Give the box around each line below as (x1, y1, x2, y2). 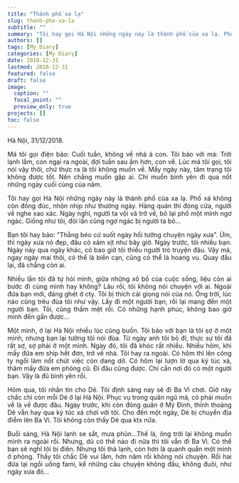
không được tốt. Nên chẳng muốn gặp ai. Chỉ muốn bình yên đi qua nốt (7, 172, 232, 181)
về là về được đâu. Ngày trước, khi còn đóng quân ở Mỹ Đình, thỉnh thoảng (7, 400, 232, 409)
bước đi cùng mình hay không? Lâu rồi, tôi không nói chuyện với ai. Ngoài (7, 282, 232, 291)
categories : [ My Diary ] (7, 51, 78, 58)
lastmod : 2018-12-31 (7, 63, 69, 71)
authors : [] (7, 37, 43, 44)
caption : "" (14, 90, 50, 97)
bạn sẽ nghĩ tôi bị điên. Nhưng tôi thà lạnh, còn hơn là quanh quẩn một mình (7, 445, 232, 453)
